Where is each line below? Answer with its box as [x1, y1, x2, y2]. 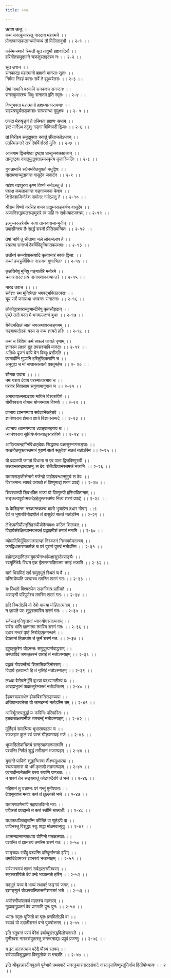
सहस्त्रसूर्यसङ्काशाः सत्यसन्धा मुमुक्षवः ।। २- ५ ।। [5, 107, 89, 113]
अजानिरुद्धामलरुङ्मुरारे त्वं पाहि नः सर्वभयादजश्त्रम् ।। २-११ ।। [5, 209, 109, 216]
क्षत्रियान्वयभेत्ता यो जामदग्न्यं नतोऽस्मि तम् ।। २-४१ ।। [5, 699, 96, 705]
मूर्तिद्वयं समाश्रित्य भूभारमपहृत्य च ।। [5, 725, 63, 732]
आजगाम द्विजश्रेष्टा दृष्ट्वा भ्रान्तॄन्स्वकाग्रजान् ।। [5, 150, 80, 156]
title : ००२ [5, 7, 28, 13]
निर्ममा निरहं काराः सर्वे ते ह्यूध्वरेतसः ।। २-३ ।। [5, 75, 83, 82]
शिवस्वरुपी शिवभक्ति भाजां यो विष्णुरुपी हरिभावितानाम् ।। [5, 489, 96, 495]
